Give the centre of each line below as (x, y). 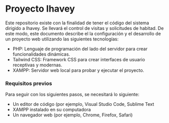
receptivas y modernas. (37, 65)
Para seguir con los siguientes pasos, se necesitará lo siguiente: (72, 95)
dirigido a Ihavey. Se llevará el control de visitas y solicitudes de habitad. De (84, 28)
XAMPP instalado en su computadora (52, 110)
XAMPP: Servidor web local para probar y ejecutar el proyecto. (78, 70)
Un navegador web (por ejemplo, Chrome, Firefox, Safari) (73, 115)
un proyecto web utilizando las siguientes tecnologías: (62, 39)
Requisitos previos (29, 83)
